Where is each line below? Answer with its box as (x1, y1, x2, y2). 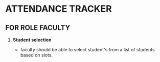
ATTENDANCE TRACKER (5, 3, 112, 15)
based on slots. (20, 52, 53, 58)
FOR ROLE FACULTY (5, 23, 71, 32)
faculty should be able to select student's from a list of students (20, 47, 155, 52)
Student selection (12, 37, 52, 43)
